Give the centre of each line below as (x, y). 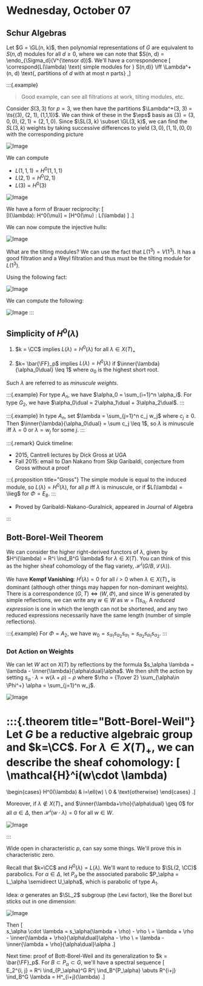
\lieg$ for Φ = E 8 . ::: (31, 494)
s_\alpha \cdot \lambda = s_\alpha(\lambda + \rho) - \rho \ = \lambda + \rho (100, 931)
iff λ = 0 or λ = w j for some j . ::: (45, 431)
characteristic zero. (31, 854)
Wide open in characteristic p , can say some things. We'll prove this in (94, 848)
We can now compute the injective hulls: (57, 227)
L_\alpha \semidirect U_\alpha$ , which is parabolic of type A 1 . (82, 883)
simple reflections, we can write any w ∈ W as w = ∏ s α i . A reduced (91, 601)
